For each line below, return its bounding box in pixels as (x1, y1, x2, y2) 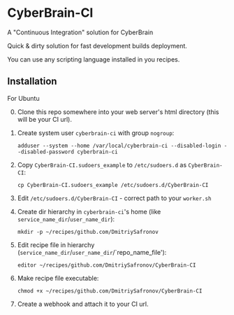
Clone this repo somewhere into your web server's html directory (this (17, 107, 219, 116)
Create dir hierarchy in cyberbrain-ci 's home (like (17, 207, 161, 216)
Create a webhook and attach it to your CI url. (17, 300, 149, 308)
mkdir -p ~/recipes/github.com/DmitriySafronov (17, 228, 159, 235)
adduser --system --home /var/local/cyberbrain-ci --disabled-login (17, 142, 221, 149)
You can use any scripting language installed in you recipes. (7, 55, 180, 64)
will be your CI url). (17, 115, 72, 123)
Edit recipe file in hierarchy (17, 240, 95, 249)
